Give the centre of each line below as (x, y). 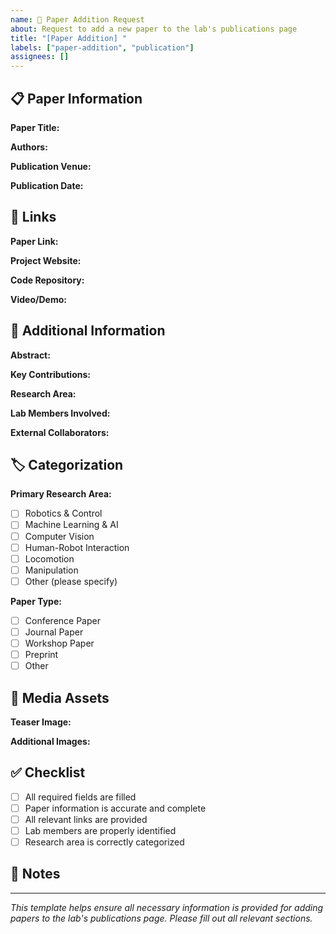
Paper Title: (35, 127)
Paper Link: (34, 241)
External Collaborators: (60, 432)
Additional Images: (50, 741)
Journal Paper (54, 632)
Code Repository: (47, 280)
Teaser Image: (41, 722)
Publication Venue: (51, 166)
